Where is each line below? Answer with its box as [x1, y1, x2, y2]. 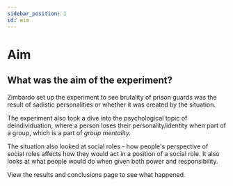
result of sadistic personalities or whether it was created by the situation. [7, 100, 216, 109]
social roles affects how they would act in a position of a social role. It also [7, 149, 220, 157]
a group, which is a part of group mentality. [7, 128, 131, 137]
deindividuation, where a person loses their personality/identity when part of [7, 121, 227, 130]
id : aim [7, 17, 30, 24]
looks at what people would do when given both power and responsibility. [7, 157, 218, 165]
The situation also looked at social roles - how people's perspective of [7, 142, 209, 150]
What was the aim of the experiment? [7, 75, 172, 86]
